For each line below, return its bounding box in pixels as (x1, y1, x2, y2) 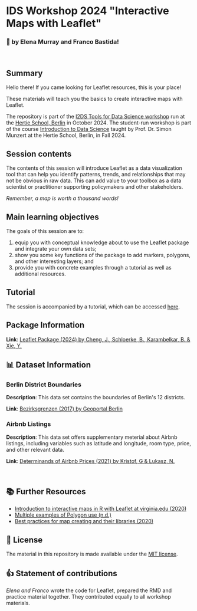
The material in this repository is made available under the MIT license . (6, 550, 178, 558)
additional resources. (14, 270, 66, 277)
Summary (6, 68, 43, 78)
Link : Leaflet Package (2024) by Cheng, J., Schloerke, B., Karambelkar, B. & (6, 336, 191, 343)
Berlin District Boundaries (6, 380, 81, 389)
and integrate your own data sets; (14, 245, 97, 252)
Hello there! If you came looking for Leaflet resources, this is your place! (6, 84, 182, 91)
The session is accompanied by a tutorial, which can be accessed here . (6, 303, 180, 310)
